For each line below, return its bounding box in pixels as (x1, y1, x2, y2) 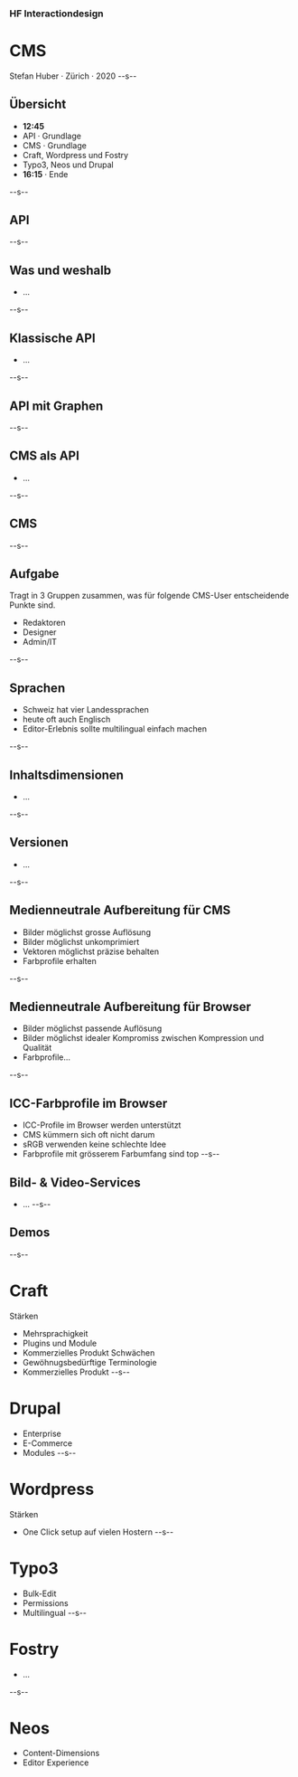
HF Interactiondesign (9, 7, 104, 20)
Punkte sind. (9, 600, 56, 610)
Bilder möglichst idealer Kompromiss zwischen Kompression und (22, 1033, 265, 1044)
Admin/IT (22, 637, 57, 647)
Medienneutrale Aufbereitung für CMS (9, 903, 231, 918)
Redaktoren (22, 618, 66, 629)
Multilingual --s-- (22, 1607, 88, 1618)
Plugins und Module (22, 1337, 98, 1348)
